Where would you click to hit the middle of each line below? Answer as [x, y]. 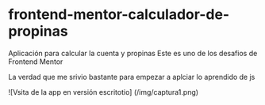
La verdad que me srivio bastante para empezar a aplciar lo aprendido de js [132, 77]
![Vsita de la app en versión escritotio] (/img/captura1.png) [104, 92]
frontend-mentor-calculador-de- [119, 15]
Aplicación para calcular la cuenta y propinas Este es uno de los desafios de [133, 53]
